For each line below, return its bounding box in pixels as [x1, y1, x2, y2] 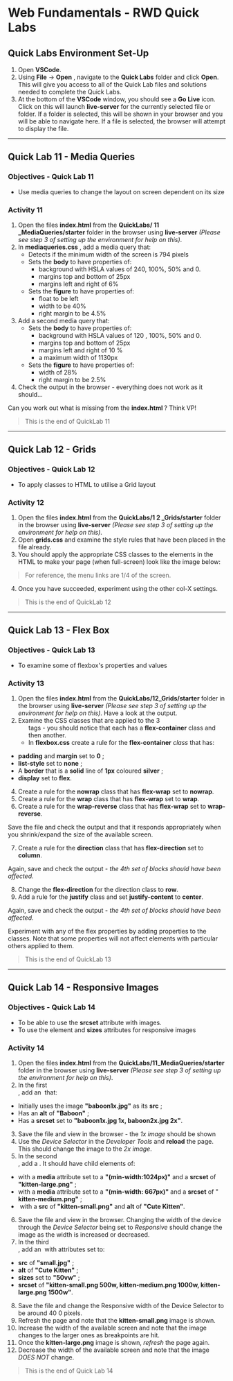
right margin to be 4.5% [38, 309, 106, 317]
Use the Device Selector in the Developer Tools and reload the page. [17, 1137, 214, 1145]
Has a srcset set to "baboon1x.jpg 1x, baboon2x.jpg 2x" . [17, 1116, 183, 1124]
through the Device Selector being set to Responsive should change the [17, 1223, 223, 1231]
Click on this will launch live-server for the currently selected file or [17, 103, 212, 110]
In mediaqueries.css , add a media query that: [17, 243, 151, 251]
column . [17, 851, 42, 859]
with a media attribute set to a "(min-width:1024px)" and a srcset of [17, 1172, 216, 1181]
